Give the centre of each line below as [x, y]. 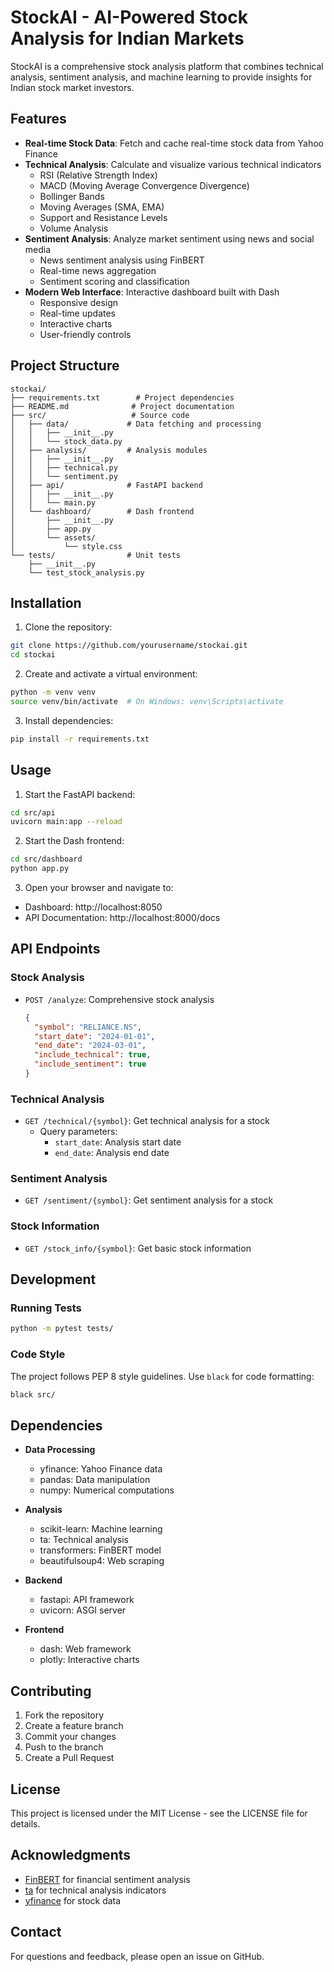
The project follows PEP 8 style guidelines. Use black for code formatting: [162, 1376]
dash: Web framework [85, 1649]
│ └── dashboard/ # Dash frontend [102, 511]
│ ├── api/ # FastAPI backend [106, 485]
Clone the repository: [68, 627]
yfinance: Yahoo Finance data [101, 1469]
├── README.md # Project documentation [122, 406]
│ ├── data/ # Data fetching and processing [136, 424]
